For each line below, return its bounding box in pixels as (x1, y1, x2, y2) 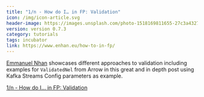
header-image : (6, 20, 42, 26)
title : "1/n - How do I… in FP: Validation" (6, 8, 121, 15)
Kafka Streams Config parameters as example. (6, 72, 123, 79)
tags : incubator (6, 37, 47, 43)
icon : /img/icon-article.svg (6, 15, 80, 21)
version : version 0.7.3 (6, 25, 67, 32)
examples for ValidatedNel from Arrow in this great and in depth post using (6, 65, 194, 73)
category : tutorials (6, 32, 59, 38)
